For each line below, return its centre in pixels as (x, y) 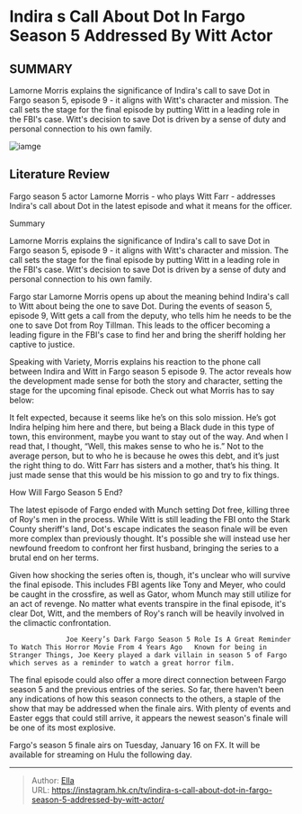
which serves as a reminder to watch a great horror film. (122, 663)
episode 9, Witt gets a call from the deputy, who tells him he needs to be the (151, 315)
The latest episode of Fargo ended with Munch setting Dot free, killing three (150, 510)
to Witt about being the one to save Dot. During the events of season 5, (141, 306)
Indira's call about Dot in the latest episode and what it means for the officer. (151, 205)
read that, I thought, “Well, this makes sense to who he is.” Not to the (137, 446)
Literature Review (60, 174)
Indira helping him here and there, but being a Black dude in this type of (142, 427)
